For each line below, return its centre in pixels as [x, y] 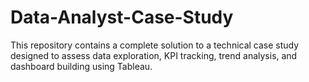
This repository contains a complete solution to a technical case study [155, 45]
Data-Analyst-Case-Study [122, 17]
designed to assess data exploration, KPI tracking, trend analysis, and [154, 55]
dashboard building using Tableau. [81, 66]
